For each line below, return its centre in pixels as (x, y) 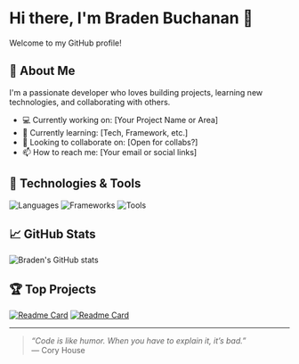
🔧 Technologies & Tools (75, 183)
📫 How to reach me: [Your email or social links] (109, 152)
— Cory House (58, 351)
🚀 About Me (42, 71)
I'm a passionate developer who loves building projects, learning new (136, 92)
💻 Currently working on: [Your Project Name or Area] (120, 120)
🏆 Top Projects (53, 289)
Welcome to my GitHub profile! (65, 43)
